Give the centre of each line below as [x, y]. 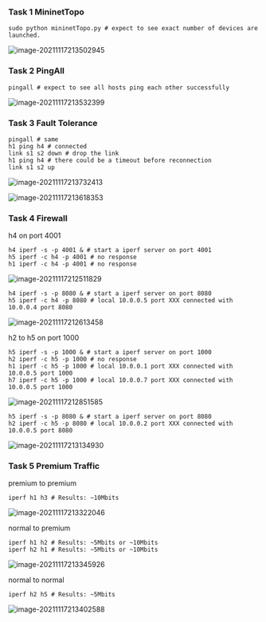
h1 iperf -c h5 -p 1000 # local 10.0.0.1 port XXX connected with [121, 366]
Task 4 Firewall [38, 218]
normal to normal [37, 580]
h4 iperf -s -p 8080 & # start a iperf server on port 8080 [110, 293]
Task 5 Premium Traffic [54, 467]
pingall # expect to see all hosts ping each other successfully [119, 87]
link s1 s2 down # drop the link [64, 153]
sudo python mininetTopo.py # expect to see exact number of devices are [133, 29]
